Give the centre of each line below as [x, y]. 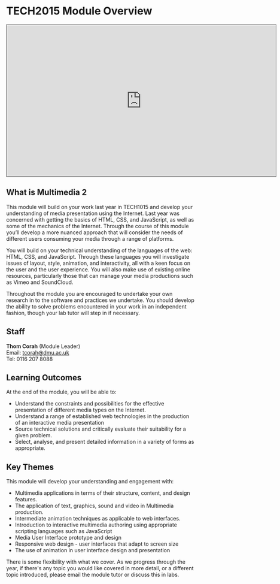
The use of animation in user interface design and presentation [92, 550]
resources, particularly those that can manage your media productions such [100, 276]
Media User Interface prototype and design [68, 538]
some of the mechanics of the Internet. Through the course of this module [98, 226]
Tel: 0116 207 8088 [30, 359]
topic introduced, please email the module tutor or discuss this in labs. [93, 575]
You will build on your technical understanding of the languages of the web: [99, 250]
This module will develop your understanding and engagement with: [90, 482]
